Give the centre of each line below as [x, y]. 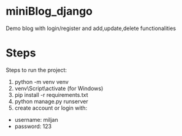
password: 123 [33, 126]
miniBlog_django [49, 11]
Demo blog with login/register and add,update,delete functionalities [91, 28]
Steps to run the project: [36, 70]
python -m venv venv [41, 81]
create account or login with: [51, 108]
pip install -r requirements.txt [51, 95]
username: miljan [36, 119]
